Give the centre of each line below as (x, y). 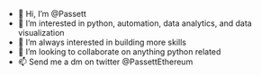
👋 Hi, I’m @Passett (52, 14)
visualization (41, 33)
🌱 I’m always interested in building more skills (102, 42)
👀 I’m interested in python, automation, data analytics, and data (135, 23)
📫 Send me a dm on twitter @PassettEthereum (105, 62)
